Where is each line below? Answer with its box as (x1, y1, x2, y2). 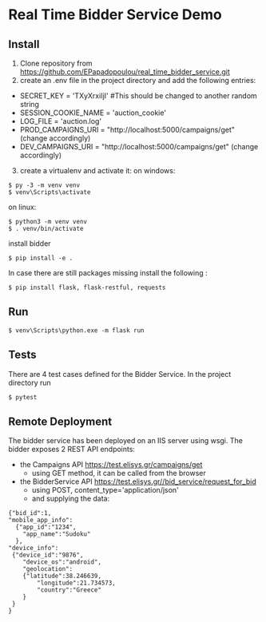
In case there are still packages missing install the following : (8, 268, 208, 277)
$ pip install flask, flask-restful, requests (8, 283, 166, 291)
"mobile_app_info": (8, 517, 73, 525)
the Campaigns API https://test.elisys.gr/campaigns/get (19, 460, 203, 469)
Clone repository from (19, 58, 93, 68)
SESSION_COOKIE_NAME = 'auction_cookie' (19, 108, 166, 117)
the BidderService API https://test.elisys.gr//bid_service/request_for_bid (19, 477, 257, 486)
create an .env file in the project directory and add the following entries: (19, 76, 256, 85)
